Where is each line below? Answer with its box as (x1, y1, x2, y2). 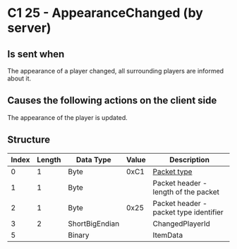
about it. (7, 74, 32, 83)
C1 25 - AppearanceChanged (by (7, 5, 203, 21)
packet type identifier (152, 207, 224, 217)
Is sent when (7, 48, 65, 60)
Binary (68, 230, 90, 240)
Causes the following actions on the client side (7, 95, 217, 107)
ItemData (152, 230, 183, 240)
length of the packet (152, 187, 220, 197)
